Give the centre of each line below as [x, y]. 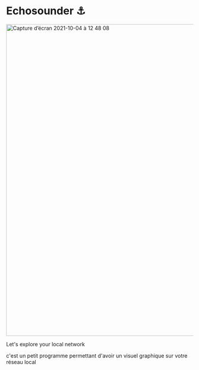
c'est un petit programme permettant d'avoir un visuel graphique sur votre [97, 355]
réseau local [21, 362]
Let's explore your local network [45, 344]
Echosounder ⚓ [46, 11]
